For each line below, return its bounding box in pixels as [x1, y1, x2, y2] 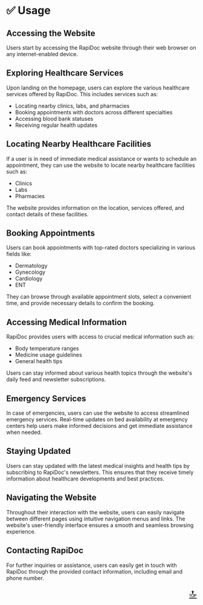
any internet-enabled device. [6, 51, 79, 57]
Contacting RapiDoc [6, 545, 83, 556]
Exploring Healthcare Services [6, 68, 124, 79]
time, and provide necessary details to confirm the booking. [6, 300, 155, 307]
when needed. [6, 429, 42, 436]
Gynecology [14, 268, 46, 276]
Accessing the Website [6, 28, 95, 38]
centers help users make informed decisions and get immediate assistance [6, 422, 193, 430]
